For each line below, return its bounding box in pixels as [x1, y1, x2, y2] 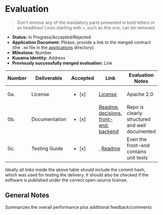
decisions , [98, 110, 122, 117]
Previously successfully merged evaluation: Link [12, 60, 113, 66]
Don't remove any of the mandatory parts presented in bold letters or [16, 20, 155, 25]
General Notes [5, 191, 49, 199]
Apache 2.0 [127, 91, 154, 98]
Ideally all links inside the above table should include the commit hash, [5, 167, 146, 173]
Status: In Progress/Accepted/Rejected [12, 34, 91, 40]
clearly [127, 110, 143, 117]
